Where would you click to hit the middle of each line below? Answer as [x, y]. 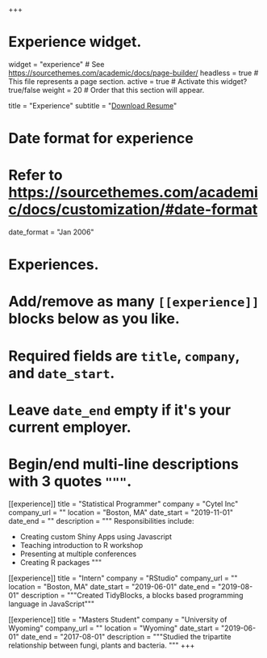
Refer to [35, 175]
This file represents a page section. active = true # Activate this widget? [128, 81]
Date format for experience [101, 139]
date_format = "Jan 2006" [51, 232]
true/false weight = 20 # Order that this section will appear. [106, 90]
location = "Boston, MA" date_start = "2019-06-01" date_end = [112, 586]
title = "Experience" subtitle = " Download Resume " [93, 105]
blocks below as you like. [94, 319]
